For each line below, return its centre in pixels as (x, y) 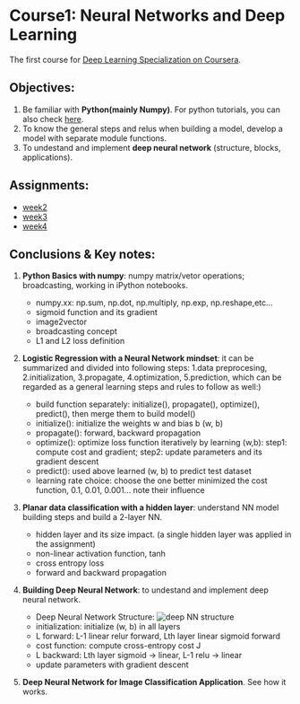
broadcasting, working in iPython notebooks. (105, 286)
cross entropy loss (70, 563)
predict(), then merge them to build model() (116, 414)
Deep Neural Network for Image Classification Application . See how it (154, 682)
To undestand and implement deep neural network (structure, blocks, (151, 147)
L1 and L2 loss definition (80, 341)
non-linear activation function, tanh (100, 554)
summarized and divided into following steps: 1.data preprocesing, (145, 368)
